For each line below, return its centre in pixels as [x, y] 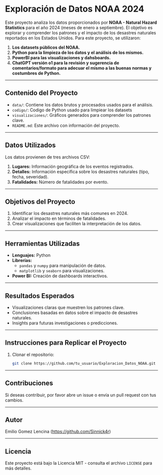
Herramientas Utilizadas [42, 243]
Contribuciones [29, 383]
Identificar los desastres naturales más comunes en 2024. [70, 213]
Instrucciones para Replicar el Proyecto [66, 343]
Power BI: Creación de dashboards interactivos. [60, 276]
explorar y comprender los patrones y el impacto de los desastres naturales [81, 33]
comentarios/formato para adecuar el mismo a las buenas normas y [82, 68]
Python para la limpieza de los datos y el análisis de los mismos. [78, 53]
